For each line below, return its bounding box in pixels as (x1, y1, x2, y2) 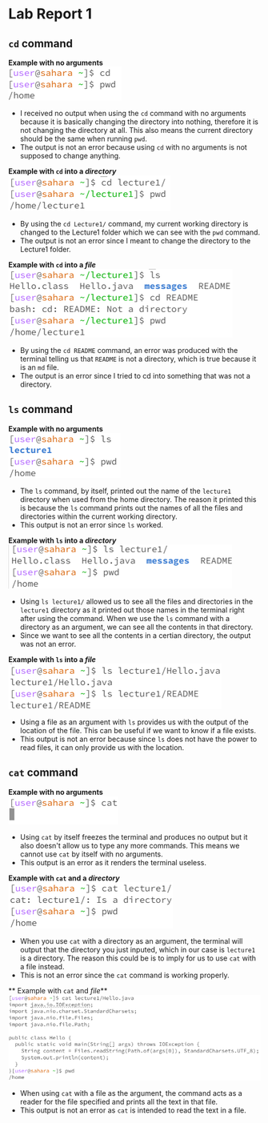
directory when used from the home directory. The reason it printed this (19, 494, 257, 504)
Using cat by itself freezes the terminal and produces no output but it (19, 832, 248, 841)
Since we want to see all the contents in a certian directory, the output (19, 630, 251, 640)
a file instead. (19, 961, 65, 971)
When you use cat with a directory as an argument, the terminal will (19, 936, 243, 945)
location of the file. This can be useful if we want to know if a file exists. (19, 725, 256, 735)
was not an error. (19, 639, 77, 648)
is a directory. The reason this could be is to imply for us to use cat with (19, 953, 257, 963)
